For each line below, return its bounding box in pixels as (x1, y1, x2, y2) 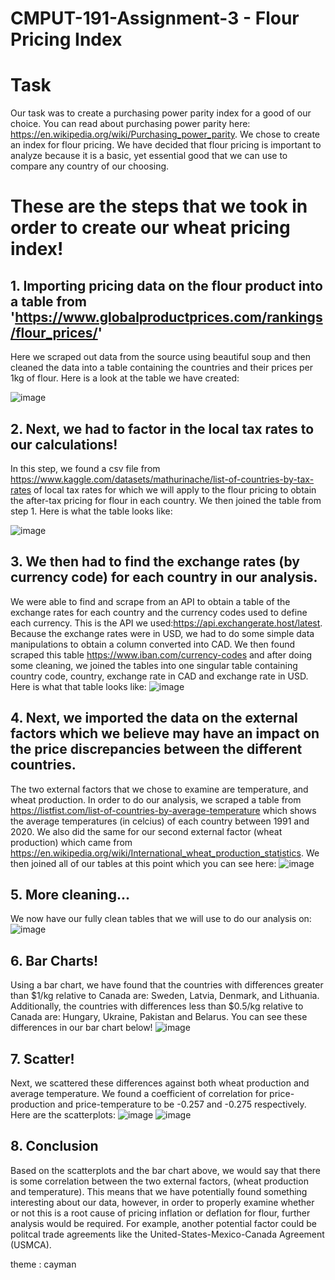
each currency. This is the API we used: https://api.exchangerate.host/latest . (10, 617, 323, 629)
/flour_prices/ (10, 324, 98, 341)
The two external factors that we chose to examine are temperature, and (10, 783, 309, 795)
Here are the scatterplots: (10, 1109, 116, 1121)
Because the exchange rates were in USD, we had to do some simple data (10, 627, 315, 639)
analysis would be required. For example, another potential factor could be (10, 1217, 318, 1229)
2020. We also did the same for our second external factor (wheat (10, 825, 283, 837)
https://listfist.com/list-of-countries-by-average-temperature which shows (10, 804, 317, 816)
